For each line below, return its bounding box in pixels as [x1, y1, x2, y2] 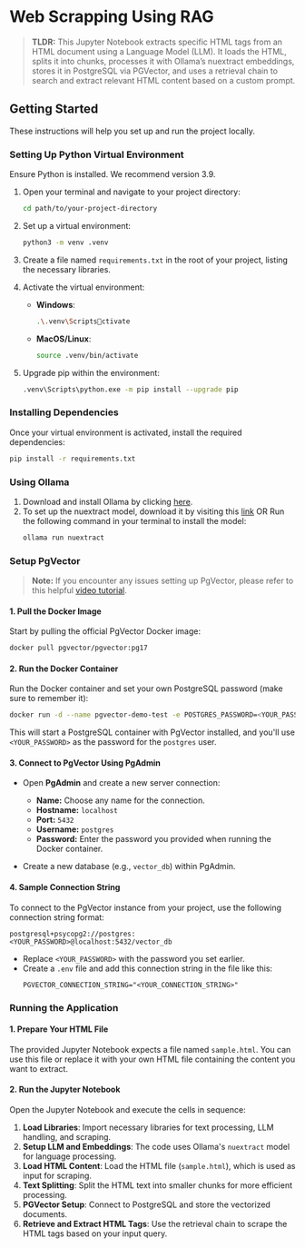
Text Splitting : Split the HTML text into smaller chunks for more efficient [22, 1179, 293, 1191]
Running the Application [9, 1001, 119, 1014]
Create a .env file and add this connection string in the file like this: [22, 963, 273, 974]
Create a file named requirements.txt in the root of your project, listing [22, 254, 289, 265]
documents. [22, 1208, 68, 1219]
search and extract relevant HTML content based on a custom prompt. [31, 74, 296, 85]
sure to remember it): [9, 693, 89, 704]
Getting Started [9, 102, 99, 117]
